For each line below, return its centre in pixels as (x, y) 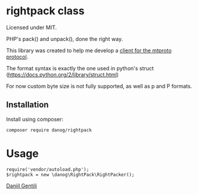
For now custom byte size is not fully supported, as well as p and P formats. (99, 86)
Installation (27, 105)
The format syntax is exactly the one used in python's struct (80, 68)
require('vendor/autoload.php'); (48, 169)
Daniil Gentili (21, 185)
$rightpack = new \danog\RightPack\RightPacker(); (70, 174)
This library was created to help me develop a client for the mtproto (89, 50)
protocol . (17, 56)
